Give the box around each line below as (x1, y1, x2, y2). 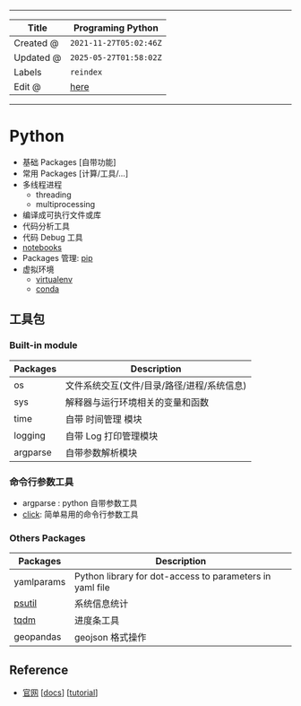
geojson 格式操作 (74, 632, 147, 644)
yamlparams (13, 576, 66, 588)
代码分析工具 (21, 221, 70, 231)
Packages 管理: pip (21, 252, 93, 263)
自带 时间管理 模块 (65, 413, 142, 425)
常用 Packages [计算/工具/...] (21, 168, 129, 179)
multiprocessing (35, 198, 96, 209)
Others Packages (9, 531, 87, 544)
